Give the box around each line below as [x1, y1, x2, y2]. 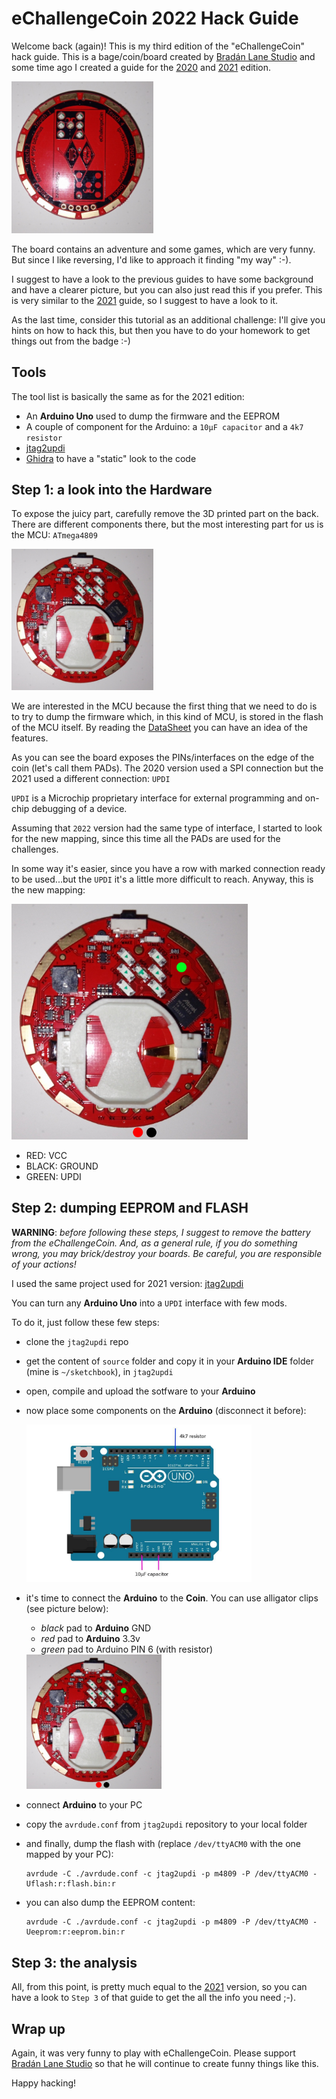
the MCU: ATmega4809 [11, 529, 98, 541]
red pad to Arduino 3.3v [40, 1633, 141, 1645]
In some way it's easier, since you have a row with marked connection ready [11, 863, 326, 875]
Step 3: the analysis [11, 1954, 138, 1971]
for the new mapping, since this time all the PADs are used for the [11, 833, 281, 845]
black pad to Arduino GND [40, 1622, 152, 1634]
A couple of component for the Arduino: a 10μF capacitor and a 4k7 [25, 420, 304, 432]
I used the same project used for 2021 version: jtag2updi [11, 1277, 244, 1289]
